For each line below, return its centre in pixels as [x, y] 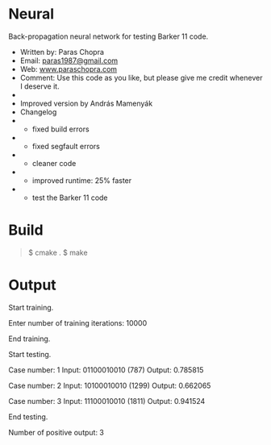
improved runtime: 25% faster [82, 180]
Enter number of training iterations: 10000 [78, 322]
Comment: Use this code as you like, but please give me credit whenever [141, 77]
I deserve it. [40, 86]
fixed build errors [61, 129]
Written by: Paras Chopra [62, 52]
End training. [29, 339]
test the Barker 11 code [70, 198]
